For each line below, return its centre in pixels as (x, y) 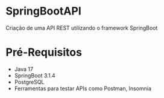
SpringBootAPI (44, 11)
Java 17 (24, 69)
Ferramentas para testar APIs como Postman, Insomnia (83, 88)
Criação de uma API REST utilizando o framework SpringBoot (82, 28)
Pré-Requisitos (44, 52)
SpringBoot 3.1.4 (35, 75)
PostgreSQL (29, 82)
